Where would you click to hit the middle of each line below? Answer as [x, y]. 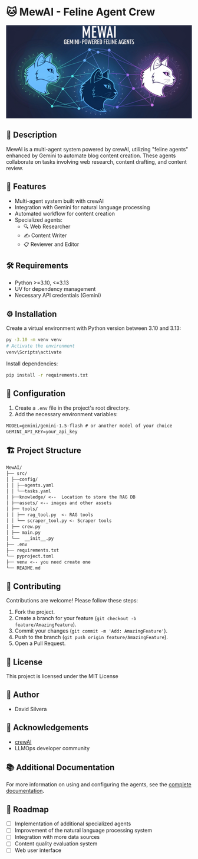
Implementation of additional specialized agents [73, 824]
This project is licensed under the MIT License [62, 676]
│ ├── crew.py [24, 527]
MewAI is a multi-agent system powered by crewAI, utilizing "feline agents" [97, 149]
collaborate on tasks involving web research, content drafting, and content [97, 161]
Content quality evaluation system [56, 844]
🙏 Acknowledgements [47, 727]
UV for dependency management [55, 289]
